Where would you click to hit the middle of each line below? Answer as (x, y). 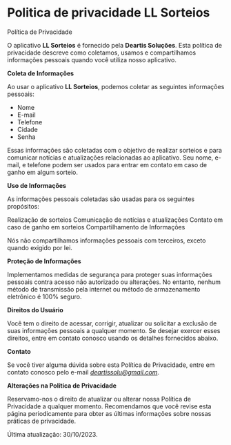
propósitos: (23, 206)
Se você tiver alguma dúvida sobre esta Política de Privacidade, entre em (111, 365)
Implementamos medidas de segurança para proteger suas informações (110, 274)
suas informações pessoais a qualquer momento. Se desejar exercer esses (114, 330)
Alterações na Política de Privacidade (62, 386)
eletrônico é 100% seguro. (44, 296)
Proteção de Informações (44, 261)
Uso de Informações (37, 185)
